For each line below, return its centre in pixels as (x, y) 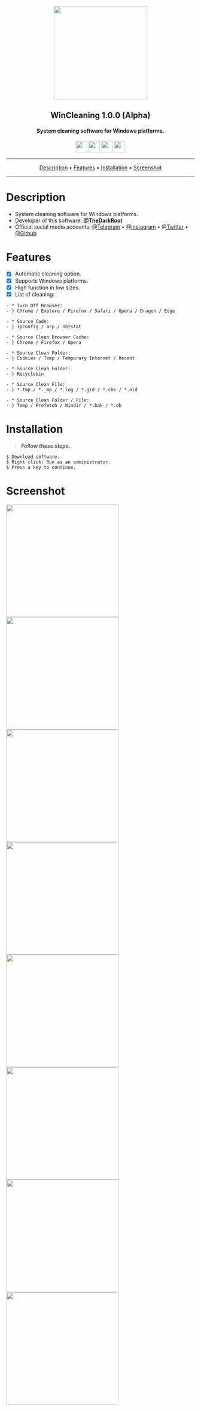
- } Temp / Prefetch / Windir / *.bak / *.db (64, 405)
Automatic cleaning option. (48, 274)
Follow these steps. (45, 446)
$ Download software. (33, 457)
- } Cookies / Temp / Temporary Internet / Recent (71, 358)
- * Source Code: (28, 321)
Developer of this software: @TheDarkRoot (68, 220)
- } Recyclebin (25, 374)
